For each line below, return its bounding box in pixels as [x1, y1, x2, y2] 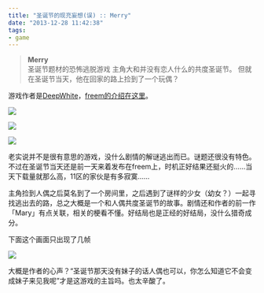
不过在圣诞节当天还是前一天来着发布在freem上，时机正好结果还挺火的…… [8, 162, 246, 172]
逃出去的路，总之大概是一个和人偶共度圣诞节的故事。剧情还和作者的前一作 [14, 198, 256, 208]
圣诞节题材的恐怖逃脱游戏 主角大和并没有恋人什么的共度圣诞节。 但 [27, 65, 245, 74]
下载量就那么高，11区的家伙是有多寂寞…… [14, 172, 150, 181]
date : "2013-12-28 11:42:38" [8, 19, 104, 27]
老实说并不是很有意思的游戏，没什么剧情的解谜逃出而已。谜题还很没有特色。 [8, 152, 256, 161]
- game [8, 33, 30, 42]
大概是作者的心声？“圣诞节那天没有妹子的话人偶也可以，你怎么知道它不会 [8, 266, 246, 276]
